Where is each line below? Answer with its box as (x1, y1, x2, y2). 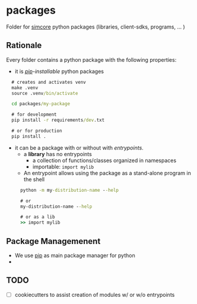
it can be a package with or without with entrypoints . (14, 144, 144, 151)
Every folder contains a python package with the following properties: (6, 56, 177, 63)
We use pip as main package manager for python (14, 252, 135, 259)
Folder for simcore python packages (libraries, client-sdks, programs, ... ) (6, 23, 185, 30)
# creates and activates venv (11, 79, 86, 85)
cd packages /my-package (11, 101, 70, 107)
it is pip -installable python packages (14, 68, 104, 75)
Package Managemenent (6, 236, 101, 246)
